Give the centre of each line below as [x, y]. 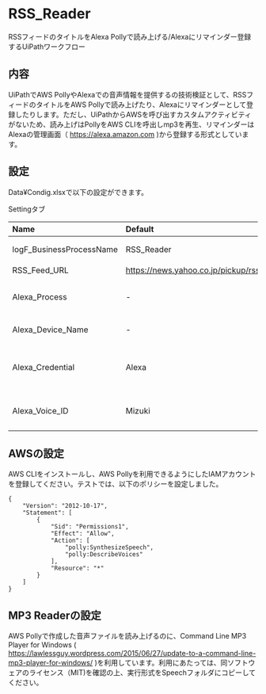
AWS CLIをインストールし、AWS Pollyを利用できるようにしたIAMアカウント [132, 474]
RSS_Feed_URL [40, 270]
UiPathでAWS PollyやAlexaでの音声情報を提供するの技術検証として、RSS [127, 94]
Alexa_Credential [44, 367]
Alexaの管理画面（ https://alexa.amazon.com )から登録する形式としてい [125, 134]
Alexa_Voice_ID [40, 410]
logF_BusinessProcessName [65, 249]
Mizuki [138, 410]
